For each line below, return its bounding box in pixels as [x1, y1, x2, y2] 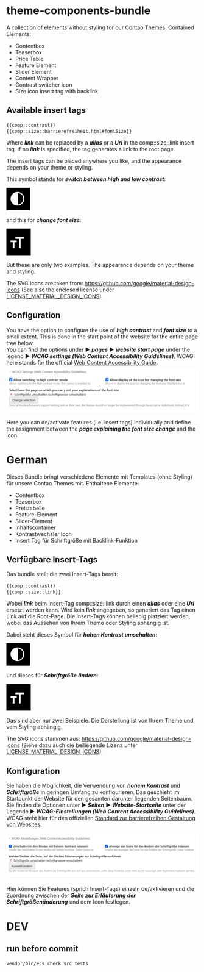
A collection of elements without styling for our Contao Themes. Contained [6, 24, 194, 31]
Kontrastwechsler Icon [15, 530, 72, 537]
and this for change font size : [6, 216, 82, 223]
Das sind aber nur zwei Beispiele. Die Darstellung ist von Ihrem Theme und [6, 717, 194, 724]
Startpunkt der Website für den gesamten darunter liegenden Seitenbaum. [6, 795, 193, 802]
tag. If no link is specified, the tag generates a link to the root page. [6, 145, 175, 152]
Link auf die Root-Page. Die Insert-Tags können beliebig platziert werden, [6, 613, 191, 620]
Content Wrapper [15, 74, 59, 82]
